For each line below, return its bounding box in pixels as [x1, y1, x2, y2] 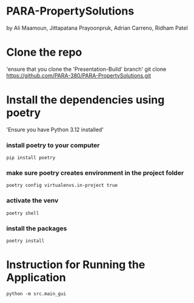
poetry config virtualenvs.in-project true [6, 183, 118, 189]
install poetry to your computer [6, 141, 100, 149]
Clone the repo [6, 45, 82, 59]
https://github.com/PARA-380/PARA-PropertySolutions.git [6, 71, 152, 79]
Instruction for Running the [6, 258, 145, 272]
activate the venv [6, 197, 59, 205]
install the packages [6, 224, 67, 232]
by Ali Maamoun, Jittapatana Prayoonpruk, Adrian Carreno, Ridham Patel [6, 24, 188, 31]
